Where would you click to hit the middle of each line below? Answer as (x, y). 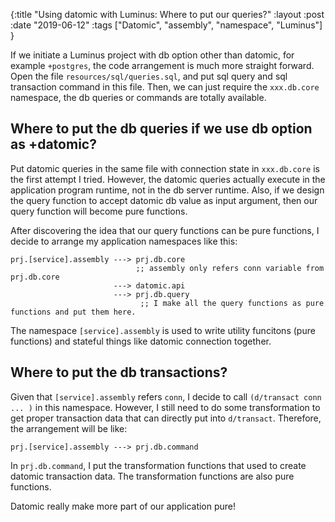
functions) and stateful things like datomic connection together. (141, 341)
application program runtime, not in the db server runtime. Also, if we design (167, 190)
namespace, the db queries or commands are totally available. (138, 97)
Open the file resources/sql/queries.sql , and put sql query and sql (149, 76)
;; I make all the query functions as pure (232, 303)
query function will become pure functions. (99, 211)
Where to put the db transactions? (119, 372)
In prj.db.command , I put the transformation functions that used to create (158, 465)
